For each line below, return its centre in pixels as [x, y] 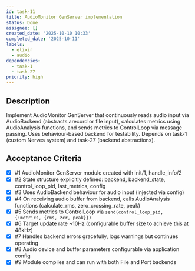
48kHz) [24, 230]
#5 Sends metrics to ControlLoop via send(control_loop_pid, [89, 212]
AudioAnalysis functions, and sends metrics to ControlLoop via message [94, 128]
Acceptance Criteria [44, 158]
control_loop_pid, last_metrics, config [60, 186]
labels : [16, 45]
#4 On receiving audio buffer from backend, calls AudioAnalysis [92, 199]
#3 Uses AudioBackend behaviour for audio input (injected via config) [99, 192]
